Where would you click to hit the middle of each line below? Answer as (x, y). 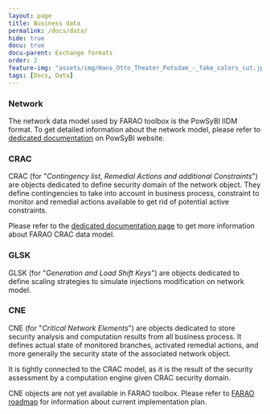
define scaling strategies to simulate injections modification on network (127, 281)
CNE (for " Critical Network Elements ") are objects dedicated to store (122, 328)
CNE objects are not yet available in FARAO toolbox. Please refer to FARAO (131, 393)
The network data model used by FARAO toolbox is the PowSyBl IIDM (123, 120)
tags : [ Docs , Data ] (41, 75)
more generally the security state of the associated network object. (120, 353)
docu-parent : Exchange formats (61, 53)
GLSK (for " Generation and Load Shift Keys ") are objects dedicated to (124, 273)
